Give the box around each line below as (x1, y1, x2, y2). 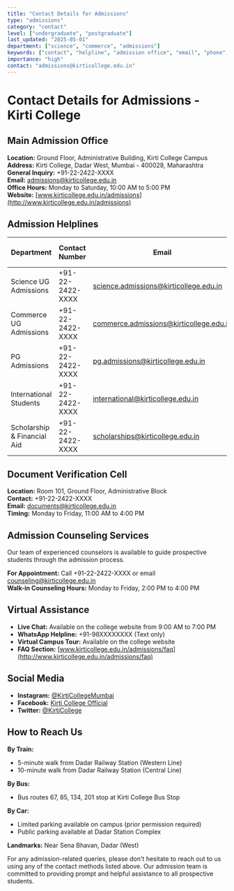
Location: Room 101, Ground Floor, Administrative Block (7, 487, 167, 495)
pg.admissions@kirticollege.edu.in (93, 356, 205, 366)
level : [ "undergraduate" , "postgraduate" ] (7, 29, 132, 37)
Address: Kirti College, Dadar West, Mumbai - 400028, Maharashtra (7, 161, 204, 169)
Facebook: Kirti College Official (17, 698, 108, 707)
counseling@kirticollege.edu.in (7, 577, 96, 585)
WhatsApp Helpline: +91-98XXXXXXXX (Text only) (17, 630, 166, 638)
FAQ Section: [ (17, 644, 61, 653)
